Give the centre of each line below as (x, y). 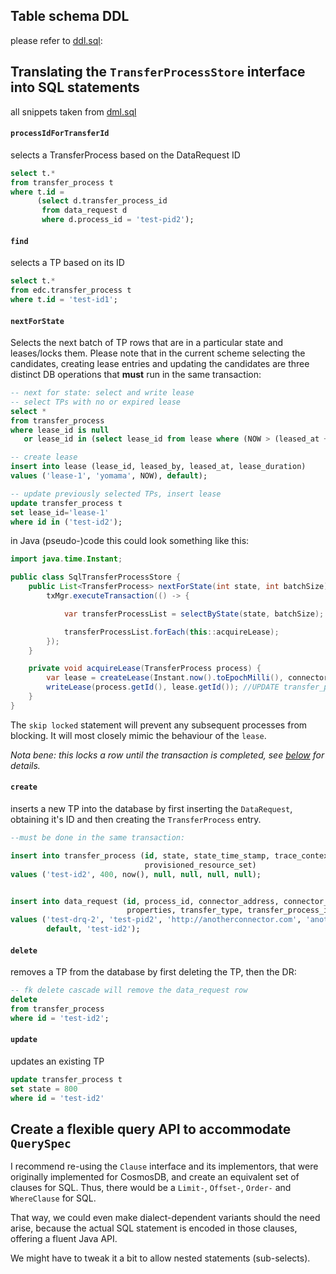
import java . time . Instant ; (66, 559)
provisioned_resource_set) (200, 865)
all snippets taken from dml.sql (73, 111)
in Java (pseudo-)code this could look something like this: (130, 541)
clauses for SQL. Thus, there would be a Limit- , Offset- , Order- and (151, 1188)
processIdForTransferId (60, 134)
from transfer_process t (62, 182)
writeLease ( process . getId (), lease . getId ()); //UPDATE (163, 687)
